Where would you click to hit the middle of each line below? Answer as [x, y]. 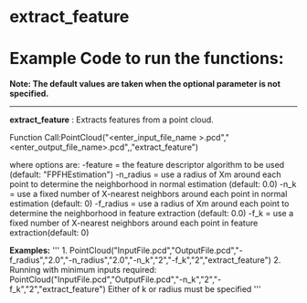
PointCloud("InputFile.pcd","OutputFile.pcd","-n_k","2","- [116, 279]
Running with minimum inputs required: [83, 270]
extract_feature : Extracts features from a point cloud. [112, 120]
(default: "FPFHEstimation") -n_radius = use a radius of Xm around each [145, 174]
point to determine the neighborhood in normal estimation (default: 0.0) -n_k [153, 184]
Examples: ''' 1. [39, 251]
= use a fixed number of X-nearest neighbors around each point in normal [148, 194]
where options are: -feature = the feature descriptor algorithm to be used [147, 165]
